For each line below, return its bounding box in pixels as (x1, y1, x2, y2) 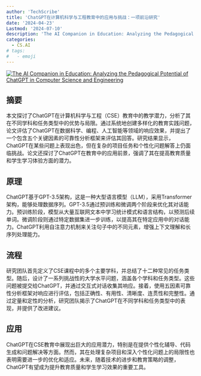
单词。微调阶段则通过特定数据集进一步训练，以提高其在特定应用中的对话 (6, 216, 184, 223)
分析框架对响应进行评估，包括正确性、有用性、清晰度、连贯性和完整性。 (11, 290, 190, 297)
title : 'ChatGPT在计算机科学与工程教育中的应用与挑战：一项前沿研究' (6, 14, 160, 20)
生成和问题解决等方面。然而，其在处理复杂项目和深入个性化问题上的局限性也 (6, 348, 195, 356)
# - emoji (6, 53, 36, 59)
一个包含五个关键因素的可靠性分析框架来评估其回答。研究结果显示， (6, 134, 174, 142)
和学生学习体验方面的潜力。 (6, 157, 75, 164)
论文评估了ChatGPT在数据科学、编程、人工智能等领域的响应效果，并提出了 (6, 127, 191, 134)
